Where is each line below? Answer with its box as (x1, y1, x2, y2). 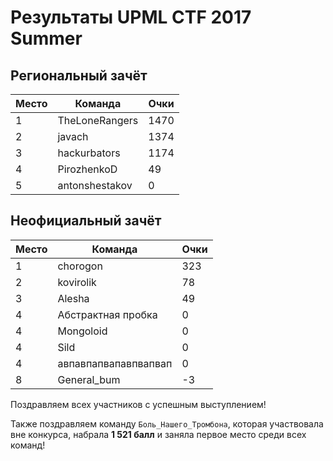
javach (57, 130, 89, 143)
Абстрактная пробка (57, 307, 158, 321)
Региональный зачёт (10, 67, 148, 84)
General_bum (57, 372, 121, 386)
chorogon (57, 259, 103, 273)
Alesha (57, 291, 90, 305)
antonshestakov (57, 179, 133, 192)
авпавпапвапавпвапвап (57, 356, 173, 370)
